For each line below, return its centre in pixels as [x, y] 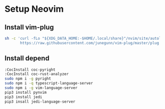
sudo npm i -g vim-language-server [41, 88]
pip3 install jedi [23, 97]
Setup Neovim [34, 9]
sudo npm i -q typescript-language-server [49, 83]
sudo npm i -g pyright [28, 79]
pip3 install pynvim [26, 92]
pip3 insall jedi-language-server [40, 102]
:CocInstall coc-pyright [30, 70]
